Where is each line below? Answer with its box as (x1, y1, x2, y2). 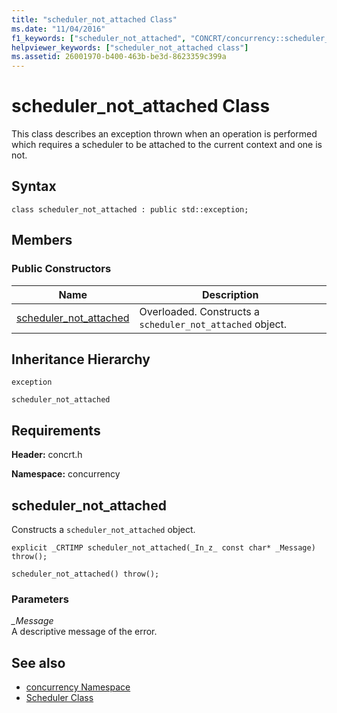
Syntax (11, 178, 57, 195)
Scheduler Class (25, 692, 94, 704)
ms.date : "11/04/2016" (11, 24, 106, 34)
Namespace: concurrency (11, 468, 121, 480)
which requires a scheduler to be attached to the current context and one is (11, 139, 323, 151)
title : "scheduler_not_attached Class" (11, 14, 178, 25)
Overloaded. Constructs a (139, 304, 260, 318)
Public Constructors (11, 262, 112, 276)
